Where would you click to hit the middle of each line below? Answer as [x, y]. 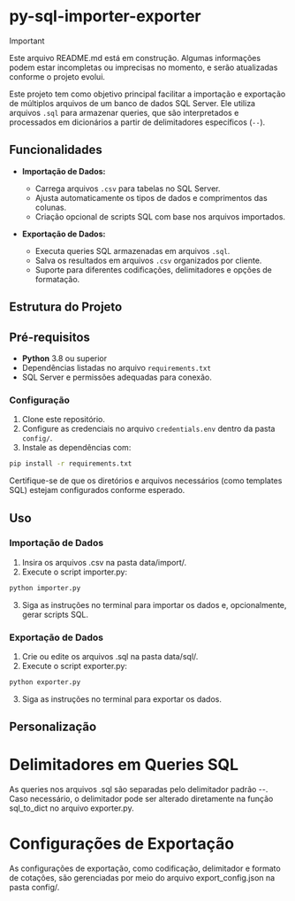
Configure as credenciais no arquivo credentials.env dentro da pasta [148, 429]
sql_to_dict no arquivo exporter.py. [72, 808]
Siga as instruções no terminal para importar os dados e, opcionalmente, [154, 605]
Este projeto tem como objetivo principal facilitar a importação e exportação [147, 94]
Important [27, 41]
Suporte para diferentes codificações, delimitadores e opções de [153, 270]
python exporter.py [45, 682]
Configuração [40, 400]
